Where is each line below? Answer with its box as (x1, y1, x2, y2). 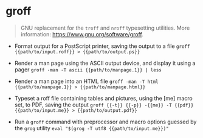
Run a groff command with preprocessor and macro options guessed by (14, 118, 197, 125)
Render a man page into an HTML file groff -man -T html (14, 77, 159, 85)
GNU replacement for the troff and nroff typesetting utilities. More (20, 24, 190, 31)
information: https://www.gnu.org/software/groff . (20, 30, 143, 38)
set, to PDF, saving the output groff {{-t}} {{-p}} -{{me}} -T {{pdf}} (14, 101, 194, 108)
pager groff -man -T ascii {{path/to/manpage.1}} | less (14, 65, 162, 73)
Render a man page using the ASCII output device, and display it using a (14, 59, 196, 67)
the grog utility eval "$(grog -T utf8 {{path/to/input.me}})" (14, 124, 169, 131)
